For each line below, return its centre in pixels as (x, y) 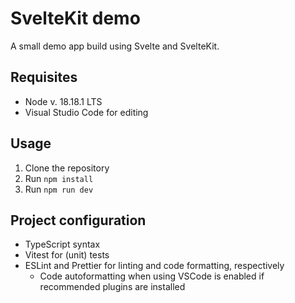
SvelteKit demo (75, 18)
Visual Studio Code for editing (86, 112)
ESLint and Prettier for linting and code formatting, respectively (154, 266)
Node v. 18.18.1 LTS (63, 101)
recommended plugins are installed (112, 287)
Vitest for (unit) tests (67, 255)
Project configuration (78, 220)
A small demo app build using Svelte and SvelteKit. (115, 46)
